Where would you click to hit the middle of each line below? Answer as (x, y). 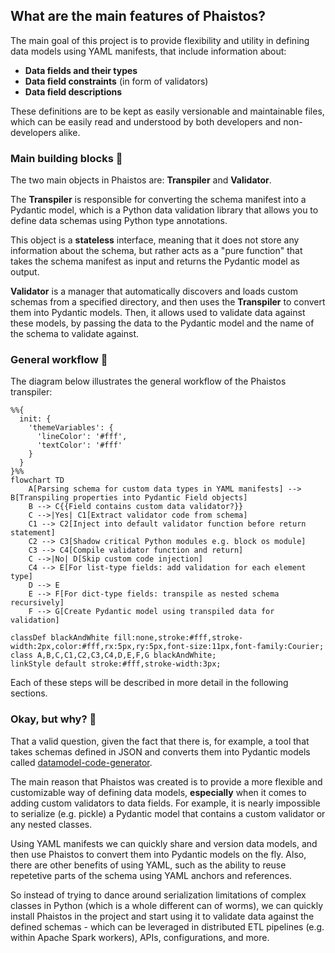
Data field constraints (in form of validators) (116, 81)
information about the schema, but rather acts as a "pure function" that (156, 251)
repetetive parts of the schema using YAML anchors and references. (151, 875)
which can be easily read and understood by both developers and (146, 121)
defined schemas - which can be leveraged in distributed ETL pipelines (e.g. (167, 926)
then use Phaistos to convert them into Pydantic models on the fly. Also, (158, 854)
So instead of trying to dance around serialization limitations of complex (158, 895)
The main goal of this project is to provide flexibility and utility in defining (160, 40)
